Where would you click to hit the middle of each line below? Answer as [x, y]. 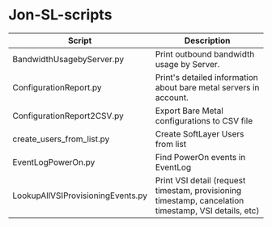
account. [172, 97]
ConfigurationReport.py [57, 87]
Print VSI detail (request [200, 180]
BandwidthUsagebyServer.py [68, 59]
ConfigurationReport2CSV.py [68, 116]
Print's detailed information [207, 77]
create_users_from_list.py [61, 139]
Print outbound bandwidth [205, 54]
